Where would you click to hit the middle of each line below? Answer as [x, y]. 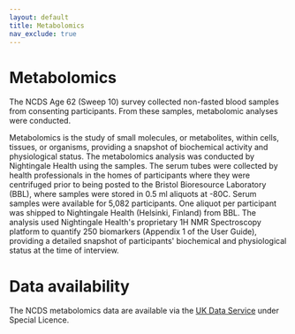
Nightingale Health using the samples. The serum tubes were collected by [144, 166]
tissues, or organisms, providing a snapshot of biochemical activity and [139, 148]
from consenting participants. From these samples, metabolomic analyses [144, 111]
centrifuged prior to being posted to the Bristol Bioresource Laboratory [138, 185]
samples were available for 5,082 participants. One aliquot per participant [143, 203]
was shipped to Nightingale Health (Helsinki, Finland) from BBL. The [132, 213]
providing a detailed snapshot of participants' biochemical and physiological [148, 241]
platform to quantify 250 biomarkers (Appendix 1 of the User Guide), [133, 232]
